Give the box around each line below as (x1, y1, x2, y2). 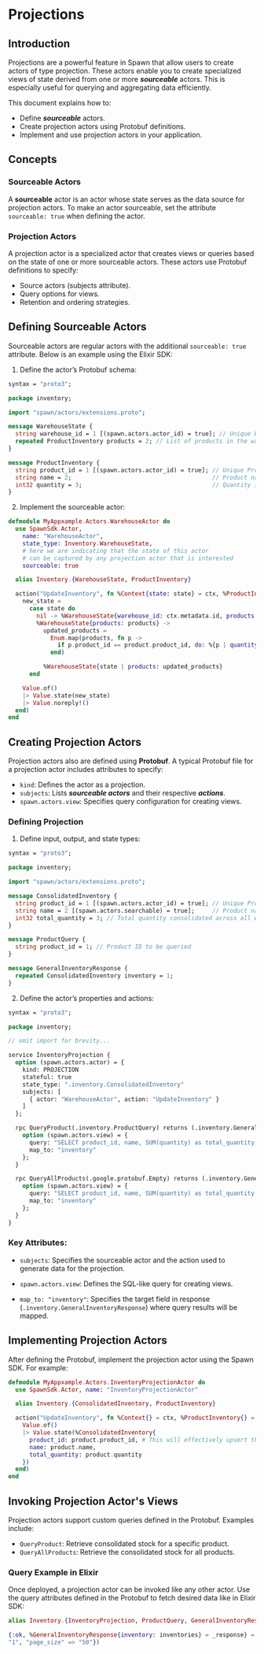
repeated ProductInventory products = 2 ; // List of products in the (15, 437, 247, 446)
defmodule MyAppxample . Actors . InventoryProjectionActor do (8, 1378, 206, 1386)
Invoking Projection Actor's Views (8, 1494, 178, 1508)
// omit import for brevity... (8, 1037, 111, 1045)
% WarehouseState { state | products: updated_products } (42, 663, 223, 671)
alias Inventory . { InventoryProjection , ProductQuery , (8, 1617, 189, 1625)
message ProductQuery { (8, 936, 86, 944)
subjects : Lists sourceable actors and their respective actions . (19, 788, 226, 798)
